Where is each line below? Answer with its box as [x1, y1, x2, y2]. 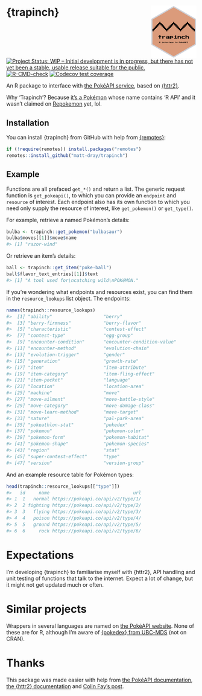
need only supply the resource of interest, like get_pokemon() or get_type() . [6, 205, 194, 212]
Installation [6, 118, 49, 128]
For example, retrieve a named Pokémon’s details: [6, 216, 130, 223]
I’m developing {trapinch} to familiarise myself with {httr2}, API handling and [6, 568, 195, 575]
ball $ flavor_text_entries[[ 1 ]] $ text [6, 271, 98, 277]
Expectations [6, 548, 74, 562]
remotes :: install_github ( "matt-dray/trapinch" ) [6, 152, 128, 159]
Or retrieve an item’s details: [6, 252, 76, 260]
